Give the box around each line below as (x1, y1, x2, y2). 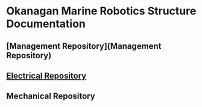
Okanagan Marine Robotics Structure (6, 4, 197, 18)
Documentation (6, 17, 86, 31)
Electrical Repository (6, 70, 87, 81)
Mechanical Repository (6, 91, 95, 102)
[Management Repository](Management (6, 41, 162, 51)
